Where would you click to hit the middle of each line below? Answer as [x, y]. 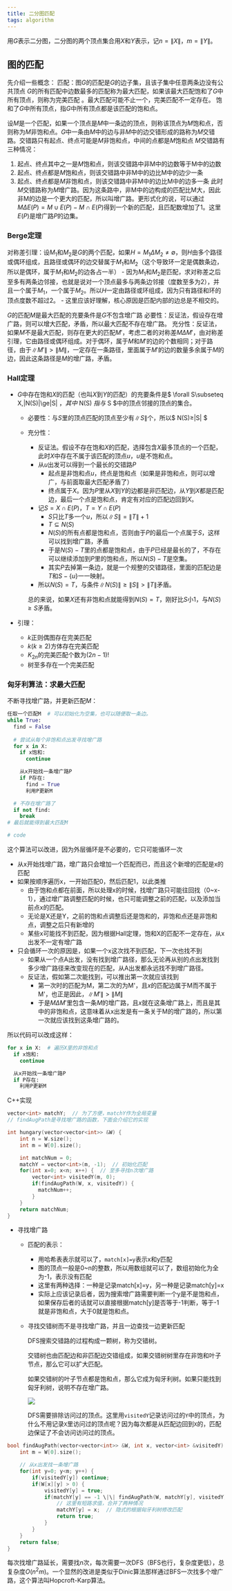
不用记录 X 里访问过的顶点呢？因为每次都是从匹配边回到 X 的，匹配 [130, 1424]
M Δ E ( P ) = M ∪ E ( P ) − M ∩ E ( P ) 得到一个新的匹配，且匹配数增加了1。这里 [119, 207]
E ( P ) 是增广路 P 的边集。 [49, 216]
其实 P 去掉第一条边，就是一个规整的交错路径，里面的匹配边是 [135, 567]
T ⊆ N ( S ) [61, 525]
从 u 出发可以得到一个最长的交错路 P [87, 464]
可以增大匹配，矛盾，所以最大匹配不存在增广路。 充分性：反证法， [126, 324]
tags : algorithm [30, 20]
